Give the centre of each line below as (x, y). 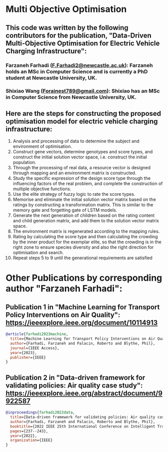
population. (24, 162)
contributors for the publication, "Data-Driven (79, 35)
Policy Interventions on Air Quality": (63, 315)
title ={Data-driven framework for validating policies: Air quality (83, 417)
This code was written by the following (67, 28)
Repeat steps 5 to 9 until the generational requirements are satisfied (83, 258)
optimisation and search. (38, 253)
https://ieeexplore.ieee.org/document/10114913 (82, 322)
